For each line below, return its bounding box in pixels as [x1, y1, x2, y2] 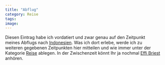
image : [5, 21, 19, 26]
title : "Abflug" [5, 7, 38, 12]
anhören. [5, 55, 24, 62]
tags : [5, 16, 16, 21]
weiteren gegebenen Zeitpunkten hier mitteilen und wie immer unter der [5, 45, 151, 51]
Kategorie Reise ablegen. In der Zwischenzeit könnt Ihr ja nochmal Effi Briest [5, 50, 161, 56]
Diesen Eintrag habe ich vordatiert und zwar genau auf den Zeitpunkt [5, 34, 145, 40]
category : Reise [5, 12, 38, 17]
